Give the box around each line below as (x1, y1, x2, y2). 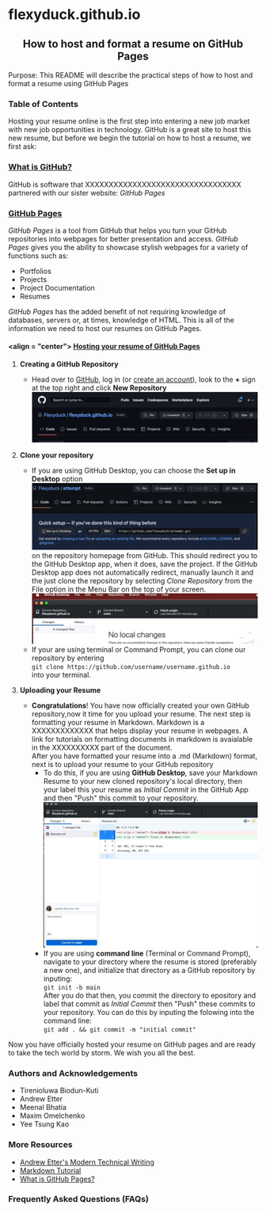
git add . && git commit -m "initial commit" (43, 1025, 196, 1034)
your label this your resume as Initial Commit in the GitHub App (43, 785, 249, 794)
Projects (19, 275, 47, 284)
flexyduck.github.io (8, 6, 141, 24)
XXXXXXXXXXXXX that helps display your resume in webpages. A (31, 726, 249, 735)
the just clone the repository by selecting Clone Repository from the (31, 576, 253, 585)
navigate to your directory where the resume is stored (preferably (43, 956, 257, 967)
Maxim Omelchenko (19, 1111, 85, 1121)
